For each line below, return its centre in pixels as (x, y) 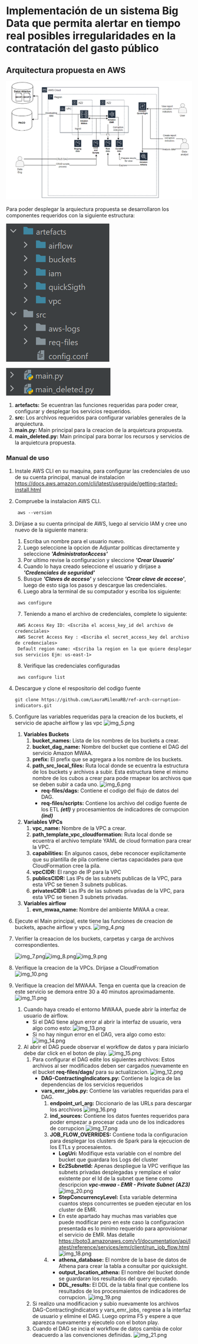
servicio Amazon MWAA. (62, 753)
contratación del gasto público (82, 49)
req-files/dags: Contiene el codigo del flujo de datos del (110, 790)
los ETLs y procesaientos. (81, 1147)
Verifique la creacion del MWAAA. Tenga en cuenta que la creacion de (100, 985)
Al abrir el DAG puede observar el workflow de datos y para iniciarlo (106, 1046)
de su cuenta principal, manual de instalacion (70, 477)
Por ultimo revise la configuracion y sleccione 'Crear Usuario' (99, 560)
